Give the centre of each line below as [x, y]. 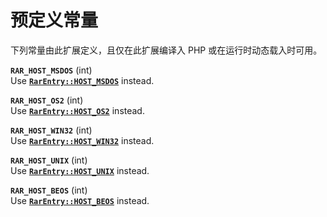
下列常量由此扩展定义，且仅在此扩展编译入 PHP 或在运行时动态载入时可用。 [166, 50]
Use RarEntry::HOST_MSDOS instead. [82, 80]
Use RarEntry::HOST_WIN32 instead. [82, 140]
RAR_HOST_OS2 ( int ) [47, 100]
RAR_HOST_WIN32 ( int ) [51, 130]
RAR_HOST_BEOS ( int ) [49, 190]
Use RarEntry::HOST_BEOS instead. [80, 200]
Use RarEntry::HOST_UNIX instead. [80, 170]
